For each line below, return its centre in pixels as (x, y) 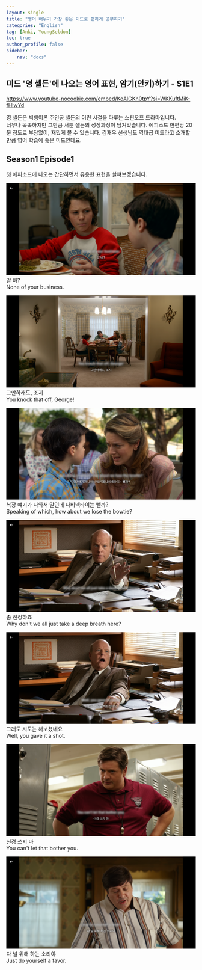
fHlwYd (15, 105)
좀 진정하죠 (19, 617)
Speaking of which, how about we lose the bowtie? (69, 512)
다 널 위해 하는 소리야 (31, 954)
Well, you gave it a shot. (36, 736)
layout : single (25, 13)
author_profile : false (35, 45)
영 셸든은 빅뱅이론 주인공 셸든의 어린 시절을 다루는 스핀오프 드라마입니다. (91, 117)
